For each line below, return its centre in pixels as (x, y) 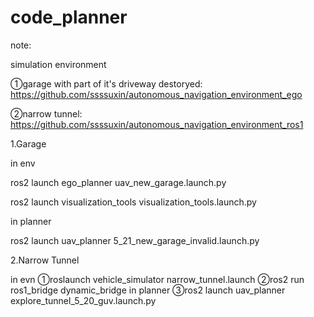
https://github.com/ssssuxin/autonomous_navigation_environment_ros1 (157, 124)
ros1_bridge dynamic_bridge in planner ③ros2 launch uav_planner (148, 290)
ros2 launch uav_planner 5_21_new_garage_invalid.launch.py (135, 240)
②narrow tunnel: (46, 113)
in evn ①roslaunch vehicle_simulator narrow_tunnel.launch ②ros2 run (157, 279)
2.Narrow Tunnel (45, 260)
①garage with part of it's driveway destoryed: (106, 83)
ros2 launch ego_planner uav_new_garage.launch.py (118, 182)
